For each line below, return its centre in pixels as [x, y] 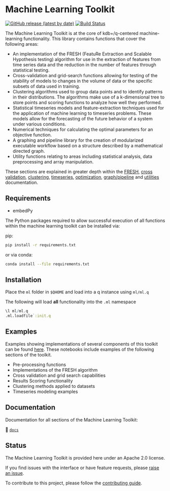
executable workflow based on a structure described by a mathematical [88, 145]
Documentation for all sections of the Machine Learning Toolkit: [72, 419]
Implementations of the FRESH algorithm [55, 370]
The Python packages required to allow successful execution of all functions [85, 220]
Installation [23, 280]
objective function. [32, 135]
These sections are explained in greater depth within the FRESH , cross [79, 172]
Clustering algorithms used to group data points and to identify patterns [88, 91]
